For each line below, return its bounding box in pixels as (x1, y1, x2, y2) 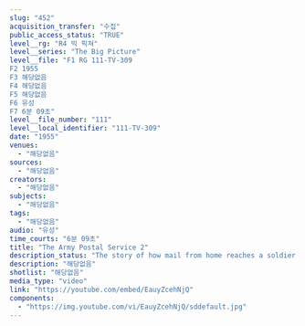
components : (9, 293, 55, 302)
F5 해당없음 (9, 89, 47, 99)
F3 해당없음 (9, 73, 47, 82)
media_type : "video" (9, 277, 89, 286)
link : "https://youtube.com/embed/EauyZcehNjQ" (9, 285, 195, 294)
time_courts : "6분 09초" (9, 234, 100, 243)
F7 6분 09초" (9, 107, 56, 116)
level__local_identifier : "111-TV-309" (9, 124, 162, 133)
